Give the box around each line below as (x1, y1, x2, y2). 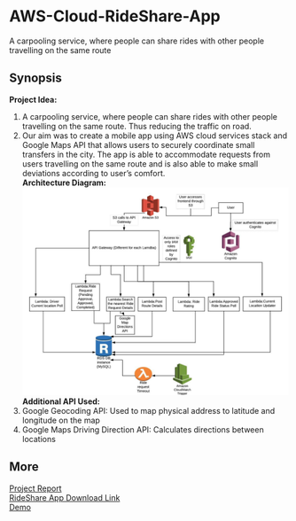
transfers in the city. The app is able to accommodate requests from (21, 149, 270, 159)
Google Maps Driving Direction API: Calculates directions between (21, 424, 264, 435)
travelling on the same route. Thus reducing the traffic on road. (21, 121, 253, 131)
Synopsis (9, 71, 62, 86)
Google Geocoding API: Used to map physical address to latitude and (21, 405, 276, 416)
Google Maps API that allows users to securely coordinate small (21, 139, 255, 150)
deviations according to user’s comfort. (21, 167, 166, 178)
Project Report (9, 483, 62, 494)
